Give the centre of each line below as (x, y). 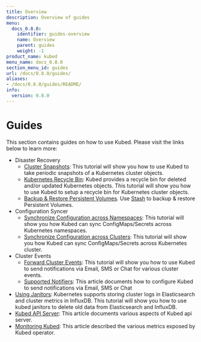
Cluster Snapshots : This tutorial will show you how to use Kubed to (106, 166)
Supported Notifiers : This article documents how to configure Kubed (109, 281)
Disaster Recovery (37, 160)
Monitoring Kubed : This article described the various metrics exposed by (105, 326)
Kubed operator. (35, 332)
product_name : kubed (32, 56)
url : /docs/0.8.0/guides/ (38, 73)
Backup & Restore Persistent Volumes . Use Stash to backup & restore (109, 198)
